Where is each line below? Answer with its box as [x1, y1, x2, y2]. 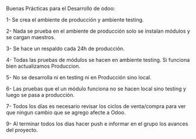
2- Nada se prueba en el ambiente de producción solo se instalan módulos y [6, 27, 190, 34]
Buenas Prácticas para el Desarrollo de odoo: [6, 5, 115, 12]
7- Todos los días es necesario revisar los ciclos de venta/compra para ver [6, 103, 186, 110]
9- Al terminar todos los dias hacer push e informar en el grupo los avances [6, 120, 188, 127]
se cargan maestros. [6, 34, 56, 40]
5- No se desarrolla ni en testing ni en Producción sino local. [6, 74, 152, 81]
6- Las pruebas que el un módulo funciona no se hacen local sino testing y [6, 85, 186, 92]
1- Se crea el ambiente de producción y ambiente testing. [6, 16, 145, 23]
